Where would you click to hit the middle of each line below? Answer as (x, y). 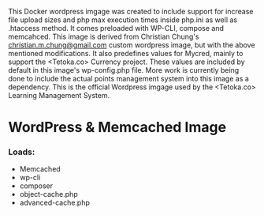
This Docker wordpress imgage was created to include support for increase (131, 11)
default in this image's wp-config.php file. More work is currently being (124, 70)
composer (36, 186)
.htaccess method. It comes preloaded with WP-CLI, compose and (116, 28)
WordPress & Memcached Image (117, 128)
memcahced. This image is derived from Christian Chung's (104, 36)
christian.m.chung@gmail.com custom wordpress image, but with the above (132, 45)
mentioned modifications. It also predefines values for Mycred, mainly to (126, 53)
